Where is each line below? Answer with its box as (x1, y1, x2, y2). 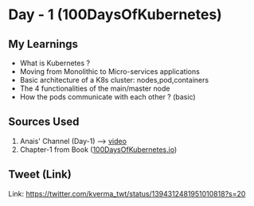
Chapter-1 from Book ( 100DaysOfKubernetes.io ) (19, 145, 178, 154)
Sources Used (8, 115, 80, 129)
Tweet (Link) (8, 168, 72, 181)
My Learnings (8, 37, 78, 51)
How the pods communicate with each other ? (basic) (19, 92, 197, 101)
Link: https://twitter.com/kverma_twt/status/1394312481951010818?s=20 (8, 189, 246, 198)
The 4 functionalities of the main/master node (19, 84, 170, 93)
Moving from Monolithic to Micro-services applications (19, 67, 201, 76)
